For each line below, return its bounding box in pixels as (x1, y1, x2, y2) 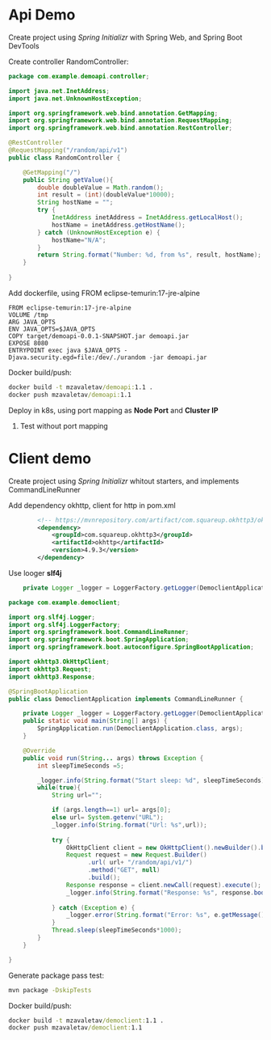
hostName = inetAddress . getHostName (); (51, 221, 186, 229)
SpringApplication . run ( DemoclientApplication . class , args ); (37, 725, 244, 733)
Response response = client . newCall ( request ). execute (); (65, 881, 262, 889)
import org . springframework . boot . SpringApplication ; (8, 636, 190, 644)
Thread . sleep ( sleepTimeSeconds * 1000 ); (51, 926, 182, 935)
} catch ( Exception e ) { (51, 903, 135, 911)
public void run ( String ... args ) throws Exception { (23, 754, 204, 762)
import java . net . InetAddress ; (8, 87, 110, 95)
